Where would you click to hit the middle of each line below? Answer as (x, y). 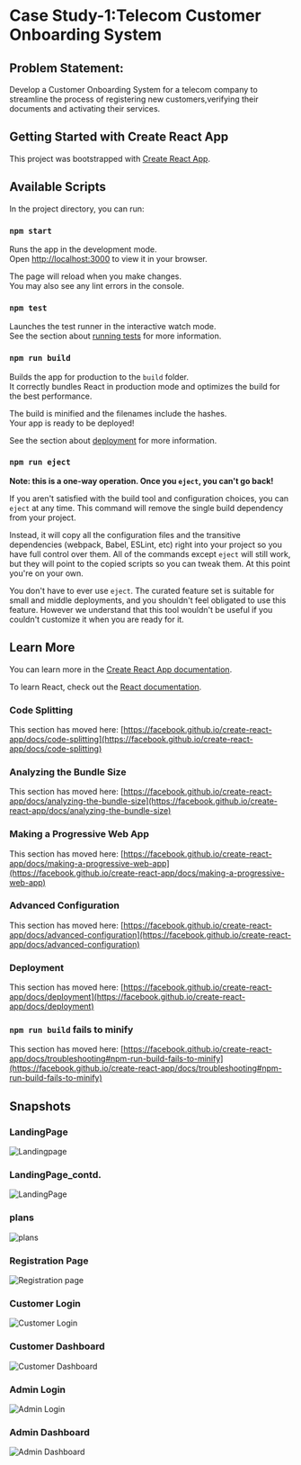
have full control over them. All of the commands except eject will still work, (150, 553)
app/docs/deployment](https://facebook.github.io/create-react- (127, 997)
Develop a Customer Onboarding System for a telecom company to (133, 90)
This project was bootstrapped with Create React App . (110, 158)
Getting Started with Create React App (119, 137)
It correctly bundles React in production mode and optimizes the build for (145, 386)
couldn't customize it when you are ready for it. (97, 619)
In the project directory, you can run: (77, 209)
